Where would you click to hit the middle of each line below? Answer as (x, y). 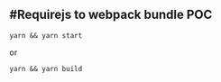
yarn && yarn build (46, 68)
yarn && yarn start (46, 35)
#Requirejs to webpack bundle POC (111, 15)
